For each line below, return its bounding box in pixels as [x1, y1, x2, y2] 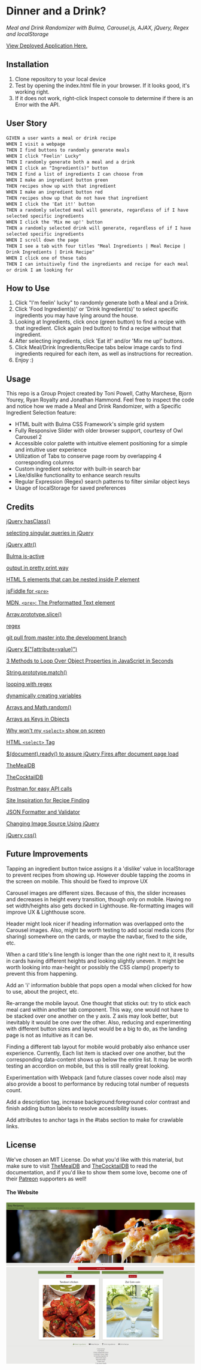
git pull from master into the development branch [6, 634, 127, 641]
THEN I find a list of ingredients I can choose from [6, 171, 144, 177]
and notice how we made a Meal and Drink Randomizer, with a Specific [6, 403, 181, 410]
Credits [6, 502, 35, 512]
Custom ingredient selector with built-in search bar [14, 465, 141, 472]
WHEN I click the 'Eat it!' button [6, 201, 95, 207]
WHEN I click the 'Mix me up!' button [6, 219, 103, 225]
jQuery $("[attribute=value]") [6, 646, 78, 652]
